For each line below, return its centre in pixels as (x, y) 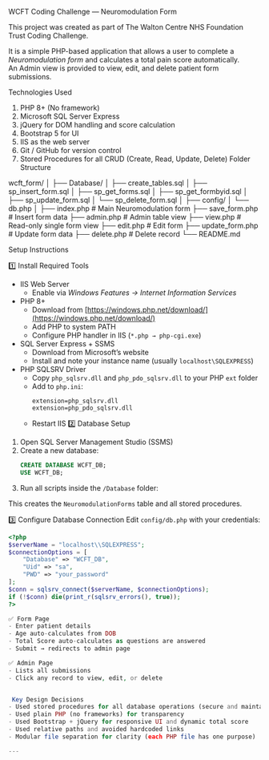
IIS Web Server (44, 284)
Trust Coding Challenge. (48, 36)
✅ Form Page (29, 619)
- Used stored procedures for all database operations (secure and (123, 707)
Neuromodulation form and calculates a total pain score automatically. (124, 60)
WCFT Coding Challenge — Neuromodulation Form (93, 12)
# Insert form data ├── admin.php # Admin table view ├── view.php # (125, 217)
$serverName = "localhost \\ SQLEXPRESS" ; (77, 544)
